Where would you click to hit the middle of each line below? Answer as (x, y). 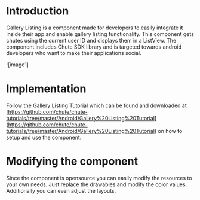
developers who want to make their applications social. (74, 53)
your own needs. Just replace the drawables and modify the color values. (97, 184)
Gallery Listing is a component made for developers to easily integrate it (95, 28)
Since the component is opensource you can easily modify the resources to (99, 178)
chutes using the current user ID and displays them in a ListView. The (91, 40)
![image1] (17, 65)
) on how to (168, 131)
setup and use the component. (44, 137)
